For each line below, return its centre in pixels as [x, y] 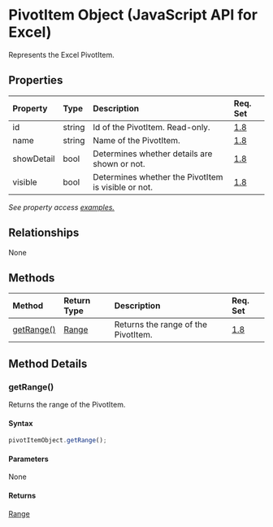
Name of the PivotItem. [136, 140]
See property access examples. [62, 207]
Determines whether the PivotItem [158, 176]
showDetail [34, 159]
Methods [32, 278]
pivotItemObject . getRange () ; [58, 441]
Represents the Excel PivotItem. [62, 54]
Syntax [21, 423]
